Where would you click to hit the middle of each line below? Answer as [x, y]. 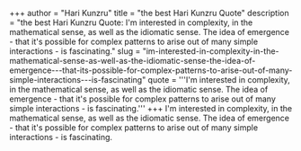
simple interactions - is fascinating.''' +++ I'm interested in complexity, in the [151, 108]
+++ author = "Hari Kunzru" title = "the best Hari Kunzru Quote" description [149, 13]
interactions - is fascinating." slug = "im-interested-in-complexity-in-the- [145, 51]
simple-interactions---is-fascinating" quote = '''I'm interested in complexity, [150, 80]
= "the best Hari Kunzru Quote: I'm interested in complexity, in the [131, 22]
